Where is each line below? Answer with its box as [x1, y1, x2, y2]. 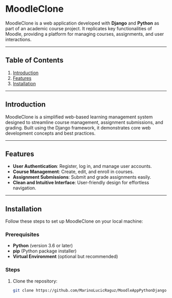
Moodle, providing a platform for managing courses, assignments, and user [5, 31, 164, 37]
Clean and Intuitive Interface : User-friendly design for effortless [12, 180, 149, 186]
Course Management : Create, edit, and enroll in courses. [12, 168, 134, 175]
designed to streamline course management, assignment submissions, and [5, 119, 163, 125]
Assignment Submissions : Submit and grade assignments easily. [12, 174, 152, 180]
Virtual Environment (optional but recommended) [12, 253, 118, 260]
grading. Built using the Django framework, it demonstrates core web [5, 124, 151, 131]
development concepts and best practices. [5, 130, 96, 136]
